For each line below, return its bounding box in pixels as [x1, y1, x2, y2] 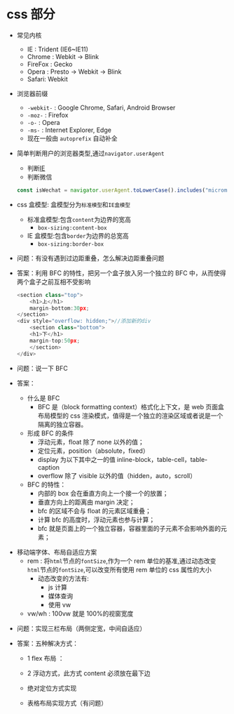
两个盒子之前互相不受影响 [16, 277, 91, 286]
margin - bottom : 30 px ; [29, 305, 90, 312]
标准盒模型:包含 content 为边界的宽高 [27, 215, 131, 223]
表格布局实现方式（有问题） [27, 699, 108, 707]
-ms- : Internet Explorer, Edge [27, 126, 111, 134]
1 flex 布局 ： [27, 654, 64, 662]
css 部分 [6, 6, 55, 22]
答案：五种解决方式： [16, 639, 78, 647]
